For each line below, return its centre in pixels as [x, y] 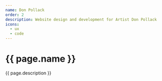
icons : [12, 24]
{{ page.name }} [40, 59]
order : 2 [15, 15]
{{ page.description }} [28, 73]
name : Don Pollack [25, 10]
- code [17, 34]
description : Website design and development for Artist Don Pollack [81, 19]
